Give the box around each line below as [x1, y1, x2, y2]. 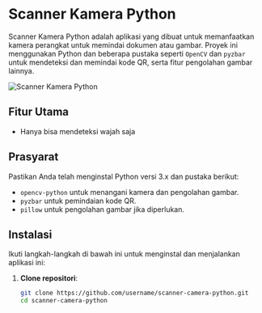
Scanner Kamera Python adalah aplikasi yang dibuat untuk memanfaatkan [8, 32, 255, 41]
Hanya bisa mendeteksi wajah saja [19, 126, 136, 136]
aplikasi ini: [8, 258, 46, 268]
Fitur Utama [8, 105, 70, 119]
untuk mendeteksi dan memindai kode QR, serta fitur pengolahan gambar [8, 57, 253, 67]
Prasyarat [8, 150, 59, 164]
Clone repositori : [19, 273, 78, 283]
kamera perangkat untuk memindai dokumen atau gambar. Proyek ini [8, 40, 239, 49]
